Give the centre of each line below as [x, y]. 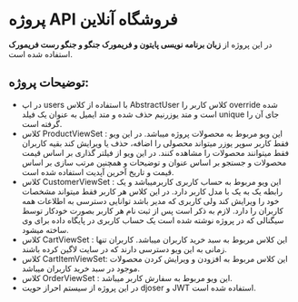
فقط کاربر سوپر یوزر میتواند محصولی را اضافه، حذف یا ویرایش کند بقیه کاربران [155, 143]
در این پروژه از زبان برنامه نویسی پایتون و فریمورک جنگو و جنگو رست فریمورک [140, 44]
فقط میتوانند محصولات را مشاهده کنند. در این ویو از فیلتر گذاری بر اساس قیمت [155, 152]
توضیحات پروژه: [49, 83]
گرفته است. [42, 123]
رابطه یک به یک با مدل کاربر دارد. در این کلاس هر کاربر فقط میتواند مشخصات [152, 191]
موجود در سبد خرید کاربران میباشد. [81, 268]
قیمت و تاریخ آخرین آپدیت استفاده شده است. [98, 171]
